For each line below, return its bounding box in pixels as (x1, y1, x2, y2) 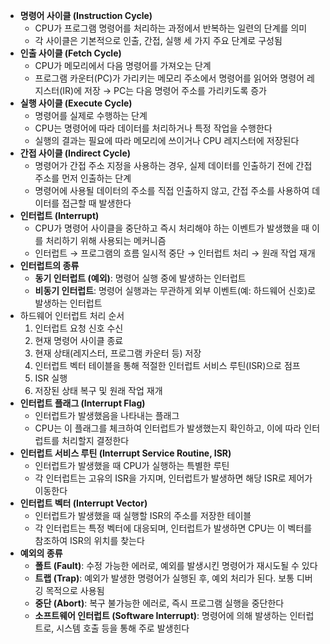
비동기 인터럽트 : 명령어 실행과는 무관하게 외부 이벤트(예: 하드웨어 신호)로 (34, 285, 317, 296)
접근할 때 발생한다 (61, 197, 132, 209)
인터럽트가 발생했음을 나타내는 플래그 (34, 410, 180, 421)
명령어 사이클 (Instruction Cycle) (19, 10, 153, 21)
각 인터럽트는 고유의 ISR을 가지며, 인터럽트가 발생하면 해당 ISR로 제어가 (34, 472, 313, 484)
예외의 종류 (19, 547, 63, 559)
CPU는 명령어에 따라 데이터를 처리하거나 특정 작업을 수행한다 (34, 122, 273, 134)
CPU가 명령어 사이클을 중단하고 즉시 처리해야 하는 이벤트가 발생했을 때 (34, 222, 310, 234)
